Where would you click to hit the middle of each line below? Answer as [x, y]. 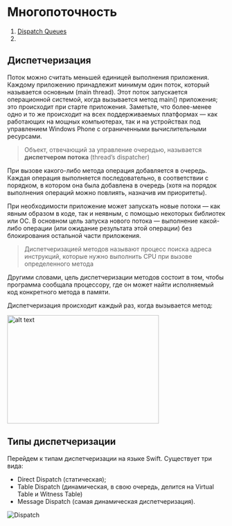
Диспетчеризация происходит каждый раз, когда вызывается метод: [110, 305]
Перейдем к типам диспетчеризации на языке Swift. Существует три [110, 458]
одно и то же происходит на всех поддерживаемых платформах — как [113, 114]
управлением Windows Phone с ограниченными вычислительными [107, 128]
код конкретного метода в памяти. [59, 291]
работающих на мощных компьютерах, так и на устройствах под [104, 121]
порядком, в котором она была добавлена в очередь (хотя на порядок [112, 185]
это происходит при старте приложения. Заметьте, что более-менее [109, 107]
